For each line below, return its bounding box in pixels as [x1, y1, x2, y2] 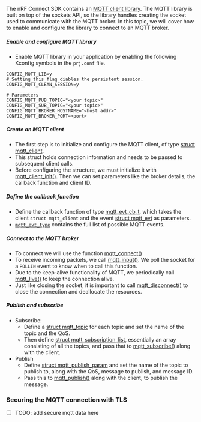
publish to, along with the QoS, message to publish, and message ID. [23, 367, 194, 375]
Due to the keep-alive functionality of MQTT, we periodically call [14, 268, 175, 276]
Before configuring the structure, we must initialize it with [14, 166, 157, 173]
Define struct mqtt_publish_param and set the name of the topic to [23, 361, 188, 369]
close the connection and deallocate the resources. [14, 288, 142, 295]
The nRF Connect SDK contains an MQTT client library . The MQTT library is [6, 5, 193, 12]
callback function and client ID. [14, 179, 92, 186]
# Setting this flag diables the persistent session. [6, 76, 144, 82]
